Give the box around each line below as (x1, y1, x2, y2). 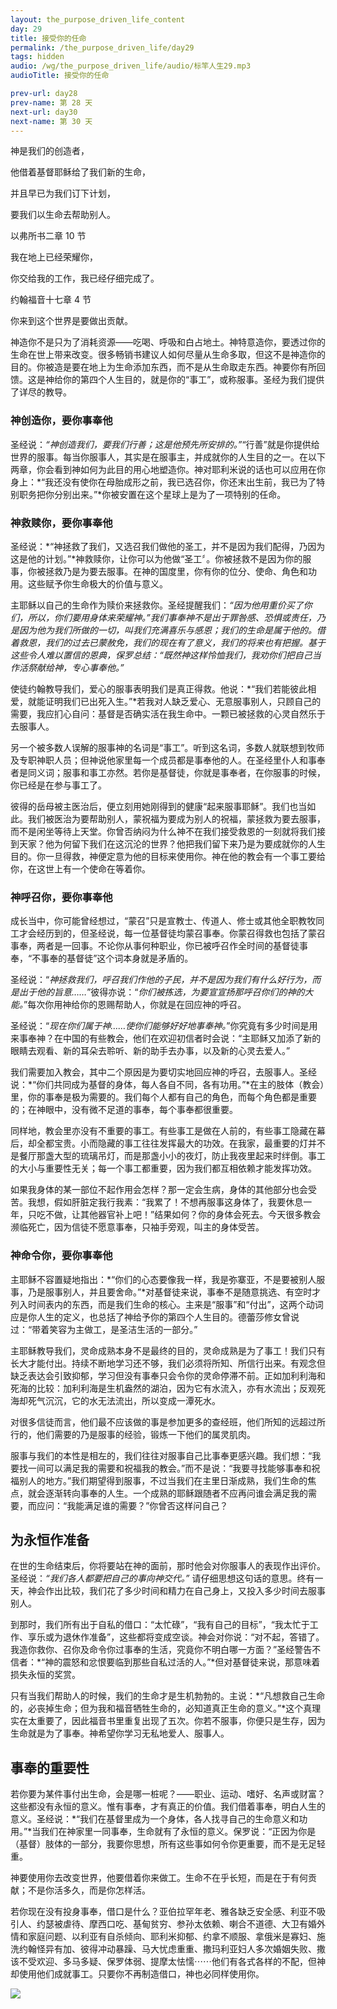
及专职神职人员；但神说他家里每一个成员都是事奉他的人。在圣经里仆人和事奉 (10, 754, 326, 766)
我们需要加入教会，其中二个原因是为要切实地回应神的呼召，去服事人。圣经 (10, 1066, 317, 1078)
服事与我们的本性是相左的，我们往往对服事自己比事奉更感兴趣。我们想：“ (10, 1449, 313, 1461)
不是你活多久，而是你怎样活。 (27, 1884, 151, 1896)
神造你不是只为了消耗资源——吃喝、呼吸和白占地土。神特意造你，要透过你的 (10, 336, 326, 348)
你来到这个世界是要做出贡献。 (10, 315, 133, 327)
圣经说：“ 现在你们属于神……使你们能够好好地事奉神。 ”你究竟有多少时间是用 (10, 1020, 318, 1032)
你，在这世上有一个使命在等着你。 (10, 862, 151, 875)
